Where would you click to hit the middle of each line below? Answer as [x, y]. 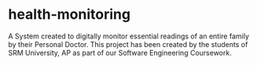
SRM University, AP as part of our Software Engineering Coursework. [120, 52]
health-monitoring [70, 14]
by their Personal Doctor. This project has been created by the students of [128, 44]
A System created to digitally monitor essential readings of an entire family [129, 36]
